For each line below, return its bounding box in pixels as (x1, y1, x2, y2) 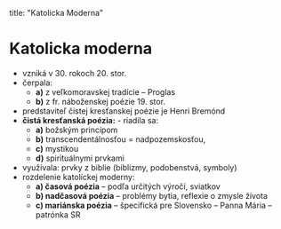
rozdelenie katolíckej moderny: (21, 171, 135, 182)
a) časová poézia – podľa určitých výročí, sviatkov (35, 181, 221, 192)
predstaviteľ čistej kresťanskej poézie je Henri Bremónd (21, 106, 226, 116)
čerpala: (21, 77, 53, 88)
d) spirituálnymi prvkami (35, 153, 124, 163)
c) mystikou (35, 143, 79, 154)
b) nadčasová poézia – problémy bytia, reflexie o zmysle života (35, 190, 269, 201)
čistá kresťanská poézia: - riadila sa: (21, 114, 158, 125)
